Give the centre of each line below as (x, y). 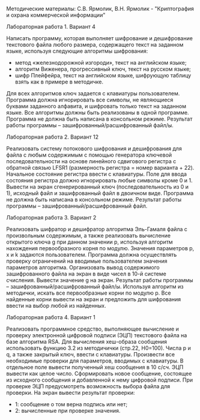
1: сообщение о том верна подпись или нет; (71, 404)
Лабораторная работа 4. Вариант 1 (51, 317)
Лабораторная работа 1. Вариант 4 (51, 27)
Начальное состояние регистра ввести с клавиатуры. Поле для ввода (97, 174)
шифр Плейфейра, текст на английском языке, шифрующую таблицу (103, 75)
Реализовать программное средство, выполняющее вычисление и (92, 329)
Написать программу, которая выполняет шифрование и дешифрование (100, 38)
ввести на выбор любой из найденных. (56, 306)
